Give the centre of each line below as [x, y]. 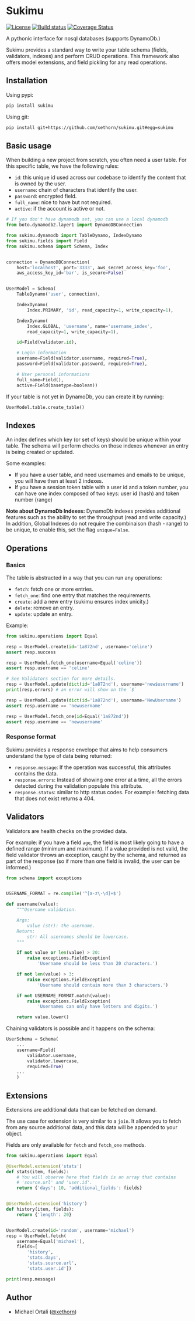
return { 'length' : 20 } [44, 1215]
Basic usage [29, 146]
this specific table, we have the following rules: [62, 166]
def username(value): [32, 905]
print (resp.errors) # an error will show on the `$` [72, 690]
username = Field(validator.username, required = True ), [82, 358]
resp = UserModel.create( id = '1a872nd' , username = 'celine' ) [79, 646]
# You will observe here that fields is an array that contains [96, 1177]
